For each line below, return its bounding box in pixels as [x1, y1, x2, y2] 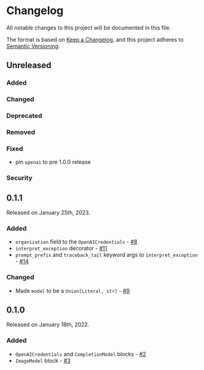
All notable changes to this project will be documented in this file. [6, 24, 172, 31]
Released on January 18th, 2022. [6, 321, 90, 328]
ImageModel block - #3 [15, 357, 71, 364]
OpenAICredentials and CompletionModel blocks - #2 [15, 350, 146, 358]
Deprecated [6, 112, 43, 120]
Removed [6, 128, 36, 137]
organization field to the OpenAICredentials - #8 [15, 238, 138, 245]
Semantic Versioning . [6, 42, 60, 50]
